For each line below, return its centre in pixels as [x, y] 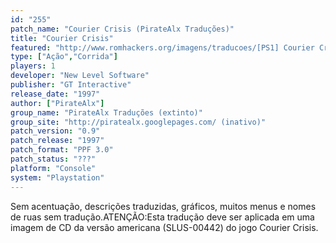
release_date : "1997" [55, 94]
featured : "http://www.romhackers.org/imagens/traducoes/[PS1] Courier [162, 47]
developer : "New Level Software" [80, 76]
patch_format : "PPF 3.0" [62, 150]
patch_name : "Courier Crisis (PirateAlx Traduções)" [122, 29]
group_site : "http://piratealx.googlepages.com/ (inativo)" [138, 122]
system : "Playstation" [57, 177]
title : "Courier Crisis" [62, 38]
